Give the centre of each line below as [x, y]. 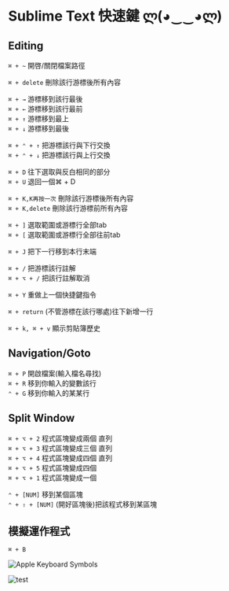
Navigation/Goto [50, 354]
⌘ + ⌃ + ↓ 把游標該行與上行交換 [60, 155]
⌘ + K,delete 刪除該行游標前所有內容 [68, 208]
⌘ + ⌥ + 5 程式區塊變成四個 [53, 467]
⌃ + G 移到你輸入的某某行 [49, 393]
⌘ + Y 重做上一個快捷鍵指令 [52, 295]
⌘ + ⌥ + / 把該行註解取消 [49, 278]
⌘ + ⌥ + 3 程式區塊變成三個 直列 [60, 448]
